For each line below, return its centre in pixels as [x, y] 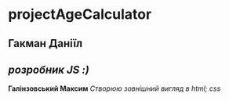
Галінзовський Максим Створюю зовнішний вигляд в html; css [114, 88]
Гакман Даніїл [45, 43]
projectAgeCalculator [80, 14]
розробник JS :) [49, 69]
